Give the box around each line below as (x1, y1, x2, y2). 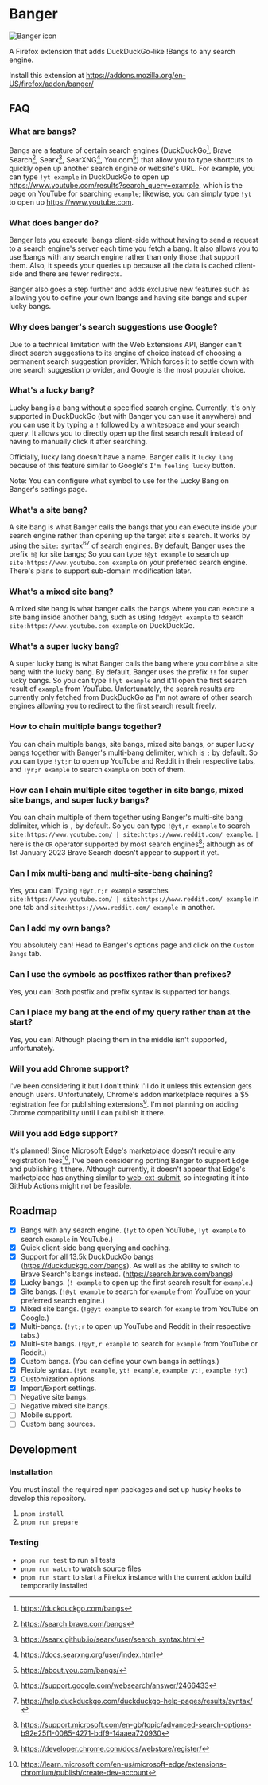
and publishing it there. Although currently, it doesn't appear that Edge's (9, 1164, 246, 1174)
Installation (9, 1467, 54, 1478)
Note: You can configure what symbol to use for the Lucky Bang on (9, 475, 229, 486)
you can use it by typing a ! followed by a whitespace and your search (9, 420, 240, 429)
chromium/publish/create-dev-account (20, 1767, 149, 1777)
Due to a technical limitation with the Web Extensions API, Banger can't (9, 339, 242, 349)
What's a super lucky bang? (9, 641, 120, 651)
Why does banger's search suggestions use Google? (9, 322, 218, 333)
